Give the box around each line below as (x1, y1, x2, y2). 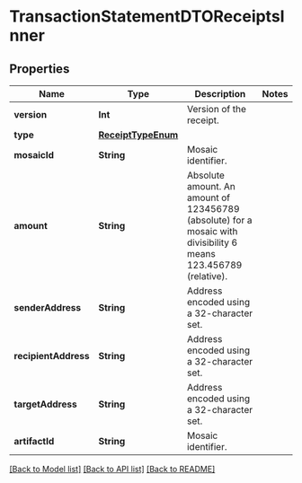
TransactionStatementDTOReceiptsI (9, 6, 285, 27)
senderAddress (13, 302, 82, 313)
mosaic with (187, 225, 238, 237)
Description (194, 88, 246, 100)
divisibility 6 (187, 236, 238, 249)
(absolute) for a (187, 214, 253, 226)
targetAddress (13, 398, 78, 410)
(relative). (187, 270, 228, 282)
